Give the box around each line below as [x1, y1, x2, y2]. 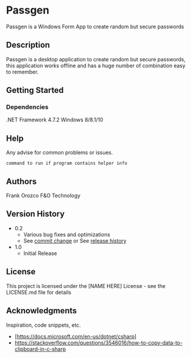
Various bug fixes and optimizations [23, 231, 110, 238]
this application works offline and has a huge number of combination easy [6, 62, 186, 69]
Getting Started [6, 85, 64, 95]
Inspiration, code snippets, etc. [6, 321, 81, 329]
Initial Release [23, 250, 58, 257]
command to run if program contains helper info [6, 160, 128, 167]
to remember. [6, 68, 39, 75]
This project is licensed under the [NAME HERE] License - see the [6, 282, 166, 289]
